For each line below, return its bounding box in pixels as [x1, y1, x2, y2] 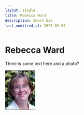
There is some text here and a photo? [5, 61, 80, 66]
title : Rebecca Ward [5, 13, 47, 18]
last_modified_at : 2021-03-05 [5, 23, 66, 28]
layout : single [5, 8, 36, 13]
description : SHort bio [5, 18, 53, 23]
